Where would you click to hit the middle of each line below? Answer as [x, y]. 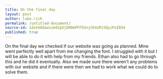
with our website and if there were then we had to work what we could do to [81, 67]
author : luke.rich [24, 19]
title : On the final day [30, 10]
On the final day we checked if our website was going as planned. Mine [77, 46]
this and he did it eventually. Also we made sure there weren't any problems [81, 62]
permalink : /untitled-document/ [38, 23]
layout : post [18, 14]
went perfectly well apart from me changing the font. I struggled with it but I [81, 51]
